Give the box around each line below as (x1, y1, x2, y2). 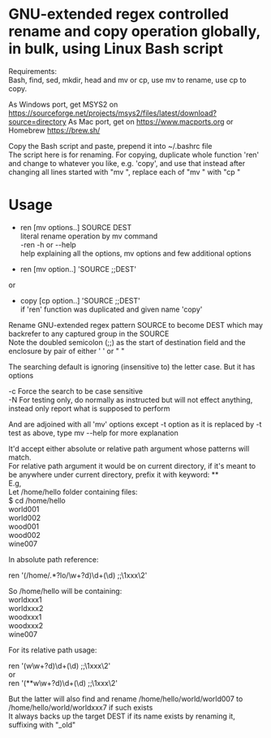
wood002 (8, 530, 41, 539)
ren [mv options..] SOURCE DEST (19, 222, 132, 232)
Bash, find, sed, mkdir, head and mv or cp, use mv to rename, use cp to (8, 75, 247, 85)
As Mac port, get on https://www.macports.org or (67, 116, 234, 126)
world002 (8, 513, 41, 522)
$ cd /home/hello (8, 496, 67, 505)
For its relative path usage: (8, 644, 97, 655)
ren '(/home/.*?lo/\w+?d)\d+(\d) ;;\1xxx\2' (8, 570, 148, 580)
